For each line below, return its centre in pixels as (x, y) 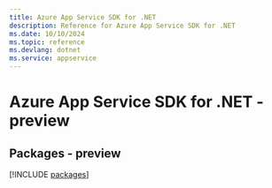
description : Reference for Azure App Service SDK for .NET (123, 26)
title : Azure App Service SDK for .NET (83, 17)
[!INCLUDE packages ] (49, 174)
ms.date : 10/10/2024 (47, 34)
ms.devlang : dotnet (45, 50)
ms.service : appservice (53, 58)
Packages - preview (65, 153)
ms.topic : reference (47, 42)
